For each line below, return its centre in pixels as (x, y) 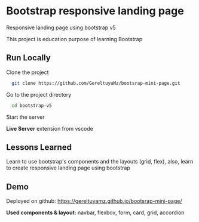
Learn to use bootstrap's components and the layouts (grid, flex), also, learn (100, 162)
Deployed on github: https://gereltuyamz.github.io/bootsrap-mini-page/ (94, 201)
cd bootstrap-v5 (32, 106)
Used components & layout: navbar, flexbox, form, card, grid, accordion (95, 212)
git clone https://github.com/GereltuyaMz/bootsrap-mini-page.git (96, 83)
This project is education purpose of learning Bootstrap (74, 39)
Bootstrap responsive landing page (95, 11)
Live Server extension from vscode (50, 128)
